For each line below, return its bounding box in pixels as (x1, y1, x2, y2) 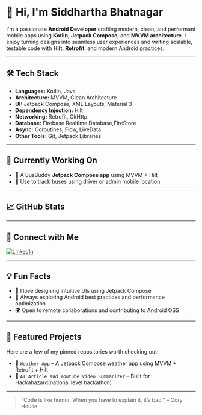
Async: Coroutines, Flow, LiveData (14, 126, 101, 133)
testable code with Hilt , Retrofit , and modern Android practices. (6, 45, 165, 52)
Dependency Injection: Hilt (14, 107, 83, 114)
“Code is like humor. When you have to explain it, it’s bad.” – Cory (20, 396, 183, 403)
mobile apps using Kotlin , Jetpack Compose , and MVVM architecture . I (6, 31, 186, 39)
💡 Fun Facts (6, 271, 51, 281)
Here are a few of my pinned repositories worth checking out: (6, 348, 159, 355)
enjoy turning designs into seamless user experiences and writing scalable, (6, 38, 193, 45)
